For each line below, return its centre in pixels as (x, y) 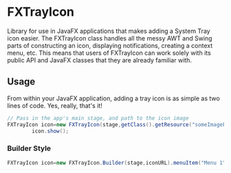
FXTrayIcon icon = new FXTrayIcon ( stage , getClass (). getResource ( (100, 124)
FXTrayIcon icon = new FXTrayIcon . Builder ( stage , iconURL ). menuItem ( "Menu (112, 163)
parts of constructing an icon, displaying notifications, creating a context (110, 45)
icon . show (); (51, 131)
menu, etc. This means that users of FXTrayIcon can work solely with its (109, 53)
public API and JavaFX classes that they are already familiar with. (100, 60)
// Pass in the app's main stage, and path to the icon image (98, 118)
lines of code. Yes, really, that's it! (55, 105)
